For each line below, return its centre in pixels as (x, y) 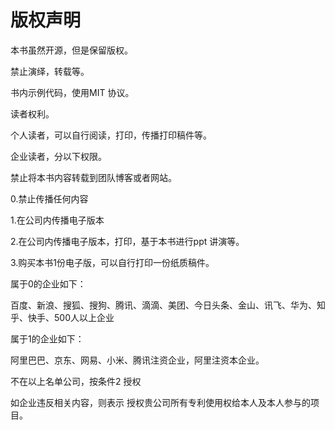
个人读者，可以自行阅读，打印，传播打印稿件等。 (111, 135)
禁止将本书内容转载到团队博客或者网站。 (93, 177)
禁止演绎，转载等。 (50, 71)
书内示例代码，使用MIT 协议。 (72, 92)
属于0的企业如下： (48, 283)
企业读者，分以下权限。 (58, 156)
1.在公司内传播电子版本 (57, 220)
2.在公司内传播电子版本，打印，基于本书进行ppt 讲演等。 (127, 241)
